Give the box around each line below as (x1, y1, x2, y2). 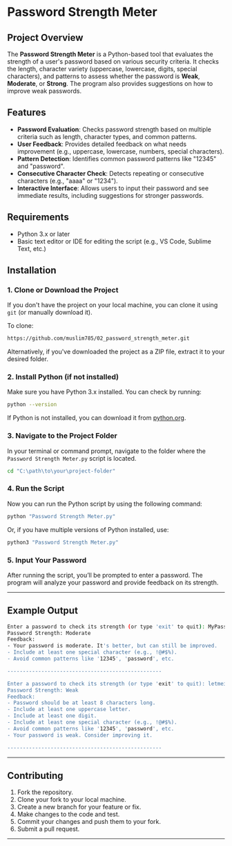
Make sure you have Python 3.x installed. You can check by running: (7, 388, 202, 396)
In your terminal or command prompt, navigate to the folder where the (7, 447, 206, 455)
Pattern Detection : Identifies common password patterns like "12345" (17, 154, 217, 163)
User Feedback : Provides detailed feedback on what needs (17, 140, 187, 148)
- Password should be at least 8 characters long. (7, 699, 156, 706)
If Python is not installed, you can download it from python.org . (7, 414, 186, 422)
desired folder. (7, 355, 48, 363)
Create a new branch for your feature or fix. (17, 803, 142, 811)
